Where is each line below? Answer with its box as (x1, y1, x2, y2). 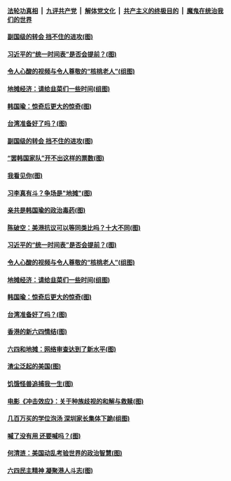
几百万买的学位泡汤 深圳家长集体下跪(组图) (7, 414, 130, 423)
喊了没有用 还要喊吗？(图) (7, 431, 81, 440)
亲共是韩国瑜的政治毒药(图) (7, 206, 86, 215)
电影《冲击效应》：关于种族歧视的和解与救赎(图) (7, 397, 144, 405)
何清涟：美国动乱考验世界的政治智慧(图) (7, 449, 122, 457)
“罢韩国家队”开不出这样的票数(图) (7, 154, 105, 163)
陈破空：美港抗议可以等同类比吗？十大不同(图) (7, 223, 141, 231)
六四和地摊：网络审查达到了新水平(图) (7, 344, 117, 353)
